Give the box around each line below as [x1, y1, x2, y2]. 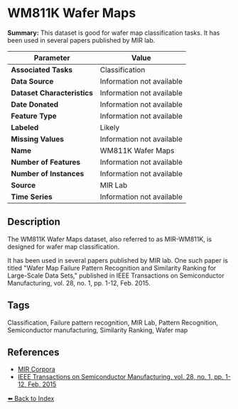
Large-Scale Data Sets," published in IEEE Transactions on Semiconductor [7, 271, 225, 280]
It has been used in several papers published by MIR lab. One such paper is [7, 256, 229, 264]
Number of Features [11, 157, 81, 167]
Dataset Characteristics [11, 87, 94, 97]
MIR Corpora [17, 365, 55, 373]
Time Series [11, 192, 53, 202]
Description [7, 216, 60, 228]
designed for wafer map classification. [7, 242, 120, 251]
